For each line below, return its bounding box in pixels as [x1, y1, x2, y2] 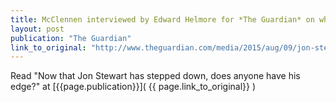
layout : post [10, 24, 65, 34]
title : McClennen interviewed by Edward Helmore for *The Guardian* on [10, 14, 315, 25]
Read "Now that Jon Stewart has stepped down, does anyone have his [10, 70, 301, 82]
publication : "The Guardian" [10, 33, 132, 43]
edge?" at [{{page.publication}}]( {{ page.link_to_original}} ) [10, 81, 257, 93]
